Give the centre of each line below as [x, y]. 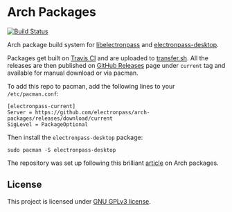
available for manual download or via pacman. [73, 73]
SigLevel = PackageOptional [48, 124]
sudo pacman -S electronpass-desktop [62, 150]
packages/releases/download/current [60, 118]
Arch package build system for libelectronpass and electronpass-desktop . [113, 44]
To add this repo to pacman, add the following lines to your [91, 86]
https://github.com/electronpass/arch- [92, 112]
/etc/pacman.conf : [33, 94]
